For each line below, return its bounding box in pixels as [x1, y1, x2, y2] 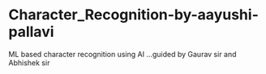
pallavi [8, 23, 54, 41]
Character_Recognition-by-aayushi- [8, 6, 260, 24]
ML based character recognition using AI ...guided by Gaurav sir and [8, 49, 237, 59]
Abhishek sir [8, 58, 50, 68]
